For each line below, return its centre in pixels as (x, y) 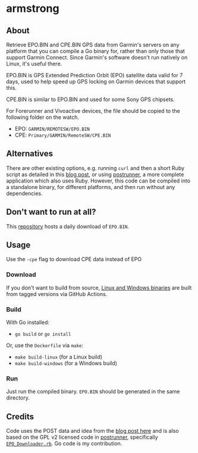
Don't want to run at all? (51, 212)
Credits (20, 416)
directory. (18, 398)
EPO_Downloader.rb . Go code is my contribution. (64, 443)
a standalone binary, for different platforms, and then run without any (91, 187)
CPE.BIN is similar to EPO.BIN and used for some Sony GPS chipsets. (91, 99)
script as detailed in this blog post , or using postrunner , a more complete (95, 174)
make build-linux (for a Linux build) (59, 357)
